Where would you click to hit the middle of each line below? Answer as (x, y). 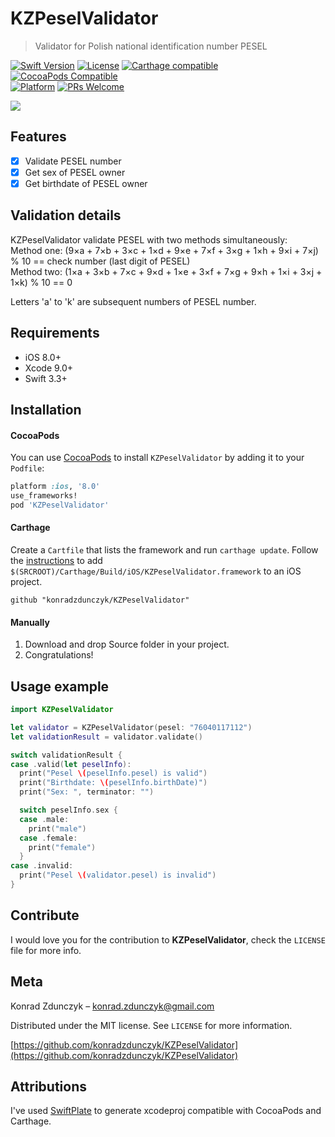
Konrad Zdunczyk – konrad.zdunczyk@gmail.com (112, 1006)
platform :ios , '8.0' (55, 487)
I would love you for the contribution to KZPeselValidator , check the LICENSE (168, 939)
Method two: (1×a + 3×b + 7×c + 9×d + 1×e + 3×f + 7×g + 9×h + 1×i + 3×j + (166, 271)
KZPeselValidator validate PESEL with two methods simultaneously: (149, 239)
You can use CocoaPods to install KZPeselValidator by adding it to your (157, 458)
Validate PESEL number (73, 161)
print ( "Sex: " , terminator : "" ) (87, 792)
